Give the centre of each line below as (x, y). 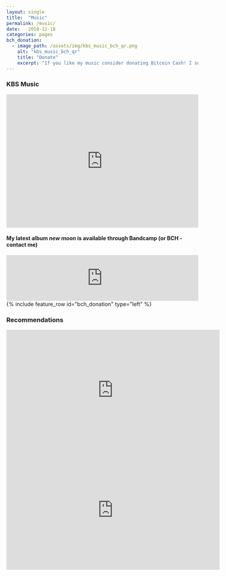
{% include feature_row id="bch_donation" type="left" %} (79, 304)
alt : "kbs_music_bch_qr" (49, 52)
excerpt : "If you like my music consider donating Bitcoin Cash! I (104, 63)
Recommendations (35, 319)
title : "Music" (27, 18)
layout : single (26, 12)
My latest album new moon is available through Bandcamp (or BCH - (94, 238)
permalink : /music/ (31, 23)
